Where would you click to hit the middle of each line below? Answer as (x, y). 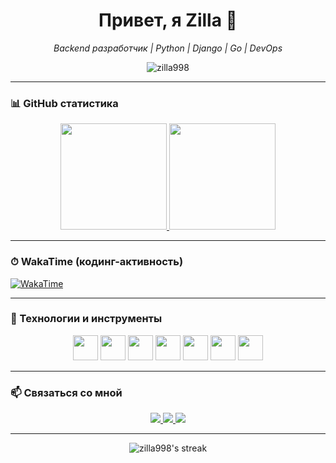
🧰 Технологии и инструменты (86, 319)
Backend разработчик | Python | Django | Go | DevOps (168, 48)
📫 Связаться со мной (66, 392)
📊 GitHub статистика (64, 103)
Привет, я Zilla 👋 (168, 20)
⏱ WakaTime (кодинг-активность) (97, 262)
